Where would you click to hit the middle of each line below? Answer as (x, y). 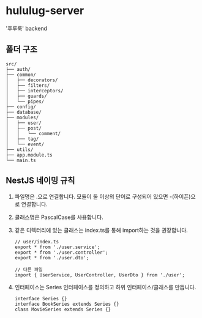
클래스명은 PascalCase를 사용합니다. (59, 217)
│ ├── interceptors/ (35, 91)
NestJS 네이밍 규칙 (40, 181)
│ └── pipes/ (25, 102)
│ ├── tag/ (22, 139)
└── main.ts (21, 160)
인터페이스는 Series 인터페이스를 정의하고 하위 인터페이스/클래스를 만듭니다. (105, 287)
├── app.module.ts (29, 155)
